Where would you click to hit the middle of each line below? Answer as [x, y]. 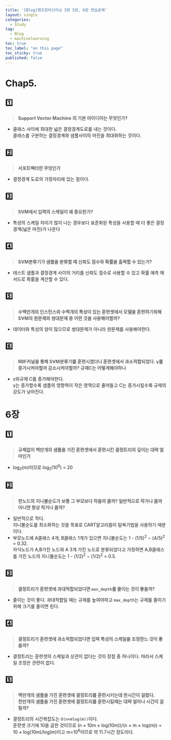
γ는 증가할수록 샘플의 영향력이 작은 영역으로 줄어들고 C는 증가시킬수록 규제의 [89, 385]
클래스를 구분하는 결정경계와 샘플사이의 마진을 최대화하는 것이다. [77, 135]
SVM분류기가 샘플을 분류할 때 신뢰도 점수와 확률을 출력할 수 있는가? [85, 262]
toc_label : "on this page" [34, 48]
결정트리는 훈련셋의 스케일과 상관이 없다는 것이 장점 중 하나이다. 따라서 [83, 656]
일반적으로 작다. [28, 518]
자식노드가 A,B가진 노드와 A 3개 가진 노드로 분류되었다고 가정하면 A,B [82, 550]
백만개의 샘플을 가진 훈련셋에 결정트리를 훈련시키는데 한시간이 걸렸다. [86, 695]
